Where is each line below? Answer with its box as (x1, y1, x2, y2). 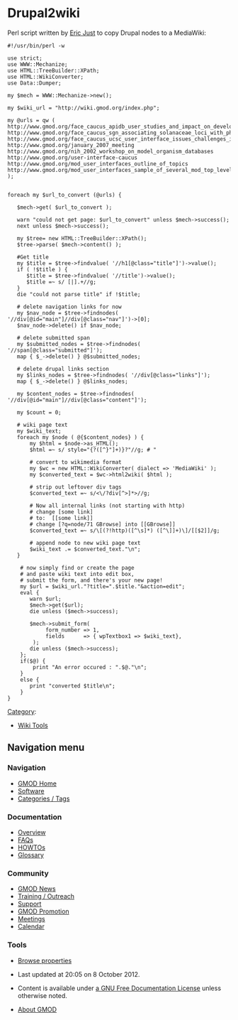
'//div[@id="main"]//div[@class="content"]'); (7, 396, 147, 403)
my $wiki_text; (16, 428, 62, 435)
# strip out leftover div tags (29, 483, 122, 491)
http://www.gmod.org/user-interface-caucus (7, 154, 138, 161)
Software (17, 786, 45, 795)
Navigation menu (7, 742, 85, 754)
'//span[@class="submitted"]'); (7, 347, 103, 354)
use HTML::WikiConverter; (7, 73, 84, 80)
